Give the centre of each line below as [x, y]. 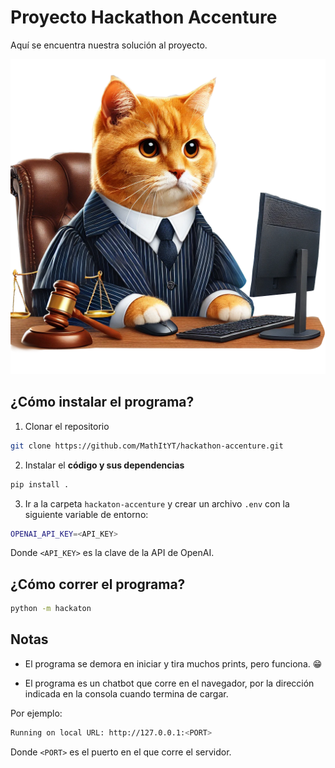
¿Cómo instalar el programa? [102, 402]
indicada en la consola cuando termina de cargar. [126, 693]
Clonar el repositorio [67, 426]
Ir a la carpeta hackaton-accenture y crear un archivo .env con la [157, 503]
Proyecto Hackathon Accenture [144, 17]
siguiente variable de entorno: [86, 514]
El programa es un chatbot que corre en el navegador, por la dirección [169, 683]
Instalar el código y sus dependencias [104, 465]
